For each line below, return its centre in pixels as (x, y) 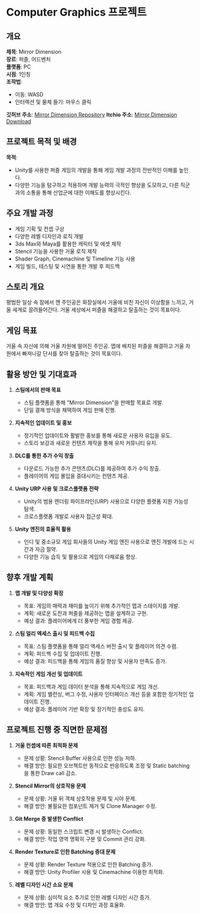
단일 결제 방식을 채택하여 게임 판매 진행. (70, 410)
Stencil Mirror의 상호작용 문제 (50, 786)
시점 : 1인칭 (19, 74)
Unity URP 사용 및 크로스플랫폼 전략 (57, 489)
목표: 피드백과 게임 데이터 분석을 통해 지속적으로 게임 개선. (91, 686)
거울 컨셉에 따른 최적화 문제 (46, 745)
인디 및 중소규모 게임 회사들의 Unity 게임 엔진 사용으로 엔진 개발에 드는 (106, 542)
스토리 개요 (25, 287)
